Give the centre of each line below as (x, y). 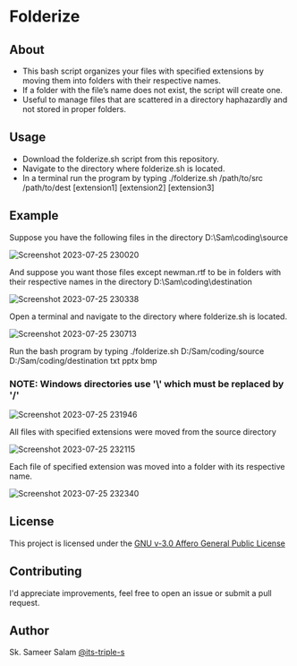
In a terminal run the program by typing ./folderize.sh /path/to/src (143, 177)
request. (25, 602)
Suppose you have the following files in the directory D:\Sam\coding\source (149, 237)
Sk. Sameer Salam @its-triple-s (67, 653)
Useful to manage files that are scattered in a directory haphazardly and (155, 99)
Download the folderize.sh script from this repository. (120, 159)
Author (29, 631)
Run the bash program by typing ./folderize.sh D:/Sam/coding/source (137, 350)
